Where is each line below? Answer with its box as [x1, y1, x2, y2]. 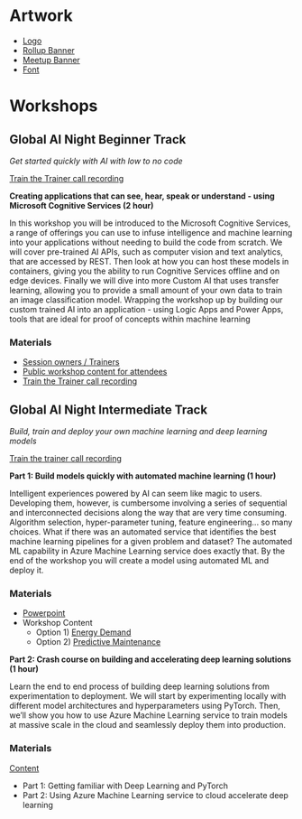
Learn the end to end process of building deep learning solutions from [9, 681, 270, 692]
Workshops [9, 96, 98, 116]
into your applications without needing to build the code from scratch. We [9, 237, 283, 247]
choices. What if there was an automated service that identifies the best [9, 526, 277, 537]
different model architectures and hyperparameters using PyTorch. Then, [9, 701, 281, 712]
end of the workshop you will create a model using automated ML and [9, 555, 270, 566]
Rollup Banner [22, 44, 75, 55]
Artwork [9, 5, 74, 26]
